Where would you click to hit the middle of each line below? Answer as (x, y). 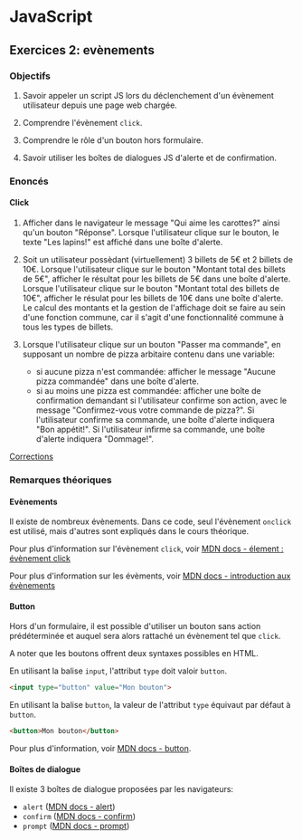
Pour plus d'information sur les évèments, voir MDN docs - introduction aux (150, 576)
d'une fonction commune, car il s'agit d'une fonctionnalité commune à (153, 317)
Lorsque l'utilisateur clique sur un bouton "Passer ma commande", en (151, 344)
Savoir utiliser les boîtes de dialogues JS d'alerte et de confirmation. (150, 157)
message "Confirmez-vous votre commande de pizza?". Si (145, 410)
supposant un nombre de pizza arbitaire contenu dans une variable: (149, 354)
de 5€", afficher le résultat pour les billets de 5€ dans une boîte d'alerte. (156, 279)
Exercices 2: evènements (82, 50)
